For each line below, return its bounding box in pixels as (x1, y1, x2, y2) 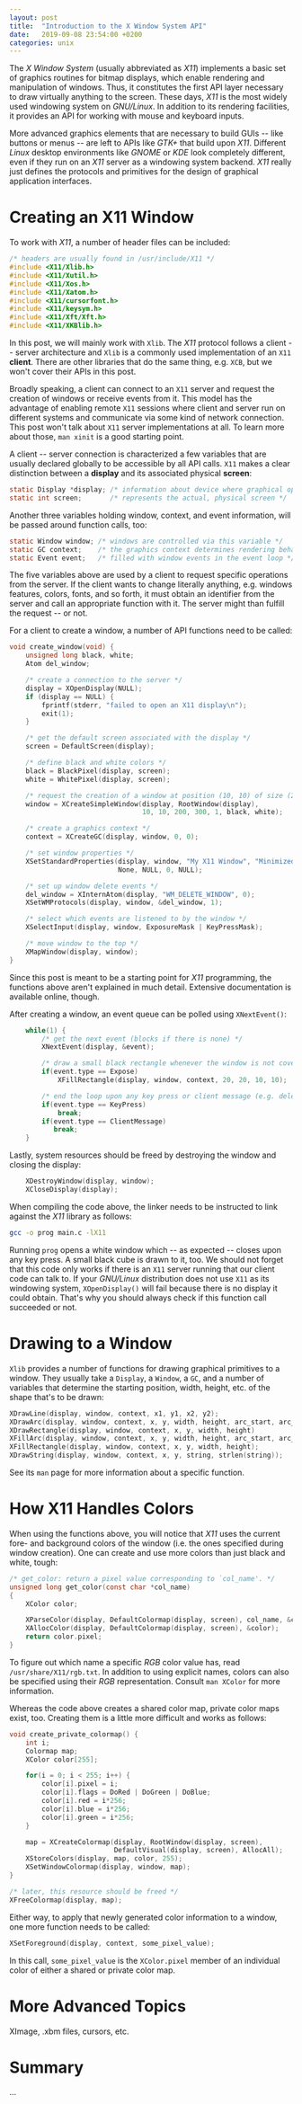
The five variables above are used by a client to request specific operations (9, 570, 289, 581)
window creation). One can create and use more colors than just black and (9, 1547, 286, 1558)
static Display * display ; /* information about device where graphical (9, 485, 283, 494)
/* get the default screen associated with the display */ (25, 733, 252, 742)
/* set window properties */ (25, 848, 135, 858)
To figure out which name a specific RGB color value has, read (9, 1656, 241, 1667)
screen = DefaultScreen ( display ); (25, 742, 155, 751)
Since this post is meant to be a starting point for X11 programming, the (9, 972, 272, 982)
